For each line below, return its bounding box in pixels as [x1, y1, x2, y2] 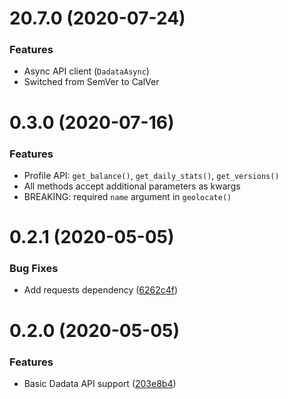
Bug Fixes [9, 262, 59, 276]
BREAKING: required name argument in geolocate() [23, 190, 232, 202]
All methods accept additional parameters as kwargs [23, 180, 241, 192]
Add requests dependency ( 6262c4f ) [23, 284, 179, 296]
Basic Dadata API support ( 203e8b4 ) [23, 377, 177, 389]
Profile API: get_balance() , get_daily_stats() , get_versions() [23, 169, 280, 181]
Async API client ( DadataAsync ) [23, 65, 150, 77]
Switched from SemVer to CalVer [23, 76, 160, 88]
